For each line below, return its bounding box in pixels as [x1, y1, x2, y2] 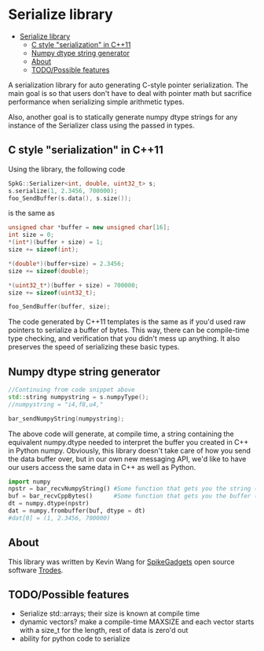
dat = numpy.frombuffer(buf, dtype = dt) [8, 507, 146, 515]
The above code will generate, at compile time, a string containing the [8, 429, 234, 438]
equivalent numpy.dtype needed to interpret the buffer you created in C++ [8, 437, 249, 446]
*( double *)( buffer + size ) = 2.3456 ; [8, 260, 125, 268]
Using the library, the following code [8, 164, 126, 174]
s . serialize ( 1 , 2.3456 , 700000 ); [8, 187, 118, 194]
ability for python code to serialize [19, 634, 130, 643]
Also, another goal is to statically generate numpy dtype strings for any [8, 112, 238, 121]
